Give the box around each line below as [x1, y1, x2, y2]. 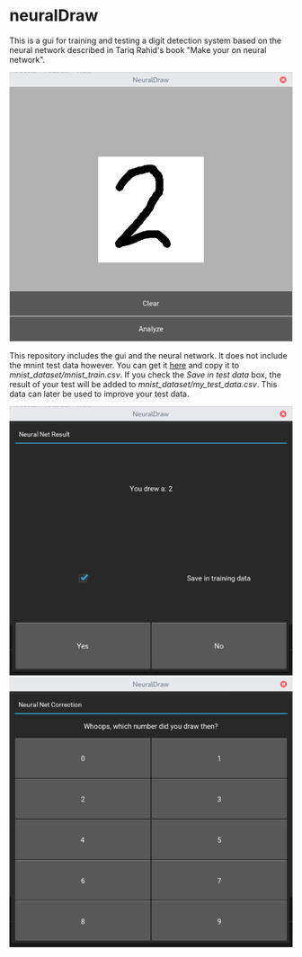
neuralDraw [9, 5, 99, 26]
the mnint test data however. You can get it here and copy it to [9, 359, 240, 370]
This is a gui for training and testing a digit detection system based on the [9, 35, 281, 46]
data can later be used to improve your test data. [9, 388, 190, 399]
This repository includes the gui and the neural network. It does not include [9, 350, 288, 360]
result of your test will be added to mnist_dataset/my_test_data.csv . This [9, 378, 278, 389]
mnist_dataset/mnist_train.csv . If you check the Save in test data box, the [9, 369, 281, 380]
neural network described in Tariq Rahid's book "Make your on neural [9, 44, 267, 55]
